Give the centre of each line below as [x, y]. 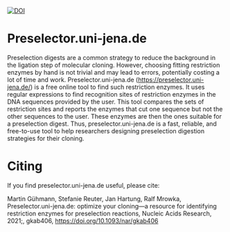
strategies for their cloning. [46, 138]
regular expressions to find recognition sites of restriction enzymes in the [112, 94]
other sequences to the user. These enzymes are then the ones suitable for [115, 116]
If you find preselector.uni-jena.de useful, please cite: [83, 185]
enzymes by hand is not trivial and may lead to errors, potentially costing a [114, 72]
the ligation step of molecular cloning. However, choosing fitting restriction [114, 65]
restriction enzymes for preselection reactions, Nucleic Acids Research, [109, 213]
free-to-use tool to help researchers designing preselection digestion [106, 130]
